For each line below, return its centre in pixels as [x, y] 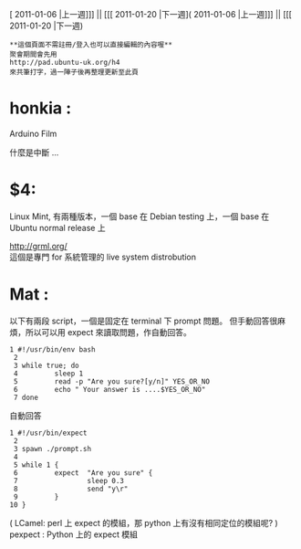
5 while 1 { [36, 465]
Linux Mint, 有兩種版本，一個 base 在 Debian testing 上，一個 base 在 [140, 216]
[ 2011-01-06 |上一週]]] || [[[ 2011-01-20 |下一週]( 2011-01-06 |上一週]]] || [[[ [150, 14]
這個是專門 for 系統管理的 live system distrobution [103, 257]
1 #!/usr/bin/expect [49, 433]
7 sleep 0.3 [69, 480]
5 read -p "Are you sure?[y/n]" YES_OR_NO [111, 381]
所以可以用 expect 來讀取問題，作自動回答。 [108, 332]
